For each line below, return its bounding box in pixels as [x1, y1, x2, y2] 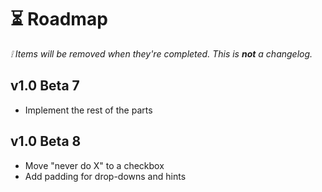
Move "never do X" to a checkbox [24, 159, 165, 171]
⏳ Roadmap [10, 8, 108, 31]
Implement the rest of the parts [24, 104, 153, 116]
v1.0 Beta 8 [10, 133, 82, 150]
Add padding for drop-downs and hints [24, 170, 187, 182]
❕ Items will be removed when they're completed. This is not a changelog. [10, 47, 313, 60]
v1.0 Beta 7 [10, 77, 80, 95]
